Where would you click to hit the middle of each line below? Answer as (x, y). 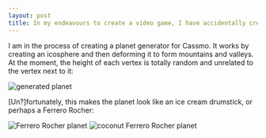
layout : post (30, 15)
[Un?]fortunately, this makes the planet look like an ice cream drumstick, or (131, 102)
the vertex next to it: (41, 71)
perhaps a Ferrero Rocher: (51, 110)
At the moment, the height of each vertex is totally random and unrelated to (131, 62)
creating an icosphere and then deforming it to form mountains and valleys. (131, 54)
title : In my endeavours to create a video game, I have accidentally (127, 23)
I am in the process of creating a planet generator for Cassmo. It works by (129, 45)
